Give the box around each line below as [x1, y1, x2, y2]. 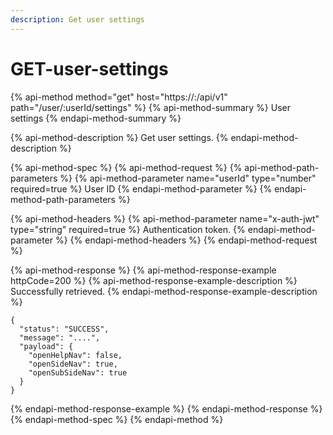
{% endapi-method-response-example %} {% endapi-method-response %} [10, 402, 323, 415]
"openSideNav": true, [28, 359, 118, 369]
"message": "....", [19, 332, 101, 343]
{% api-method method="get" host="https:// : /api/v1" [10, 91, 228, 103]
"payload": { [19, 341, 74, 351]
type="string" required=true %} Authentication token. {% [10, 223, 246, 235]
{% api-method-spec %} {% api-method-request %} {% [10, 161, 243, 173]
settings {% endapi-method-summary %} [10, 112, 182, 124]
